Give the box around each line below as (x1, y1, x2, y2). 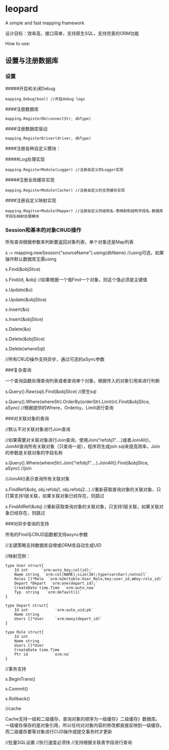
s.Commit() (5, 686, 29, 692)
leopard (5, 3, 38, 15)
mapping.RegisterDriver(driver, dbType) (5, 135, 92, 141)
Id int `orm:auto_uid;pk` (14, 607, 94, 613)
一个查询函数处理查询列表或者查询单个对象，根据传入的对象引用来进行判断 (5, 377, 160, 383)
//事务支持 (5, 665, 27, 672)
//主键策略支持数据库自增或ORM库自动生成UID (5, 542, 102, 548)
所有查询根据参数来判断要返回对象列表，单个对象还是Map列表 (5, 239, 134, 245)
